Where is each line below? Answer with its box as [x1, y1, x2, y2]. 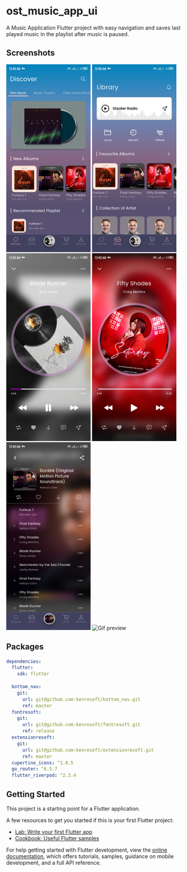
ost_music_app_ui [6, 4, 98, 18]
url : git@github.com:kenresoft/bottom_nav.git [22, 696, 141, 703]
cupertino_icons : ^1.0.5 [11, 760, 74, 766]
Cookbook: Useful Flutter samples [14, 835, 99, 842]
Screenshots [6, 48, 55, 58]
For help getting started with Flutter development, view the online [6, 846, 168, 853]
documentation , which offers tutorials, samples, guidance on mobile [6, 853, 174, 860]
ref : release [22, 728, 55, 734]
